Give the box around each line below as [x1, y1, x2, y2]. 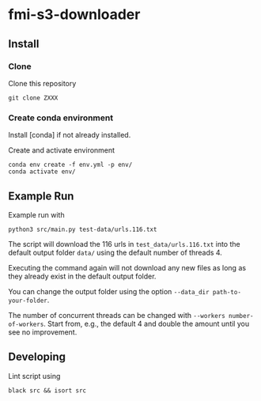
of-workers [8, 320, 44, 328]
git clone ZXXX [8, 93, 59, 102]
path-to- [212, 288, 241, 296]
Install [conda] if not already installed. [8, 131, 131, 140]
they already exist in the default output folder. [8, 271, 157, 281]
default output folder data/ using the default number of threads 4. [8, 248, 223, 257]
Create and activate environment [8, 146, 115, 155]
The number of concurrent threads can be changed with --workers [8, 310, 225, 320]
